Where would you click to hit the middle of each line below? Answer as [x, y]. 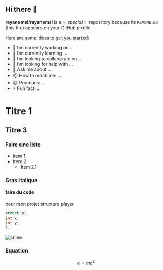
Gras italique [22, 180]
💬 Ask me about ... [32, 69]
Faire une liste [23, 145]
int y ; [12, 223]
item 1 [19, 156]
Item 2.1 [28, 167]
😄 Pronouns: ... [29, 82]
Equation [17, 251]
